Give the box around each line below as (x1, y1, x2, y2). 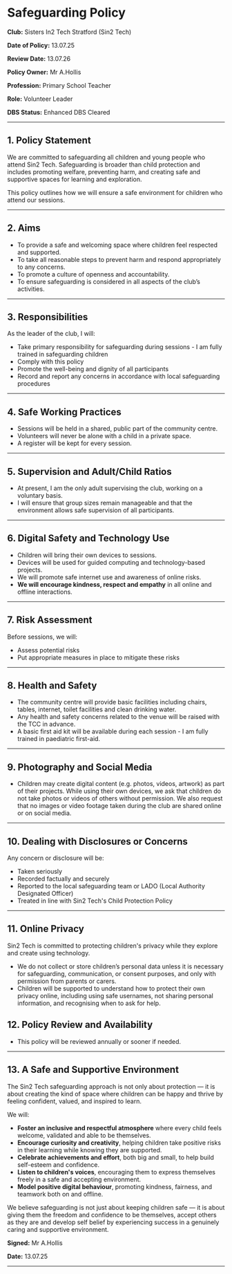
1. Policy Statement (7, 135, 91, 147)
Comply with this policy (17, 357, 84, 366)
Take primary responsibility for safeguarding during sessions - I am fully (17, 343, 222, 351)
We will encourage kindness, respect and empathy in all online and (17, 580, 212, 588)
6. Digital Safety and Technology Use (7, 532, 170, 544)
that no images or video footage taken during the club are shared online (17, 802, 222, 810)
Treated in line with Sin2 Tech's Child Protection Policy (17, 897, 173, 905)
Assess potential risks (17, 646, 80, 654)
